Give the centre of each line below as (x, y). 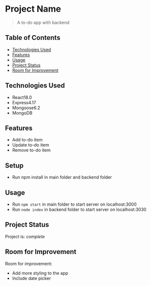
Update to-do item (31, 145)
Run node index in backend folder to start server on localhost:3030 (79, 210)
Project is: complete (25, 236)
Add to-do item (27, 140)
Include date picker (31, 278)
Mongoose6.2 (26, 108)
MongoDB (22, 113)
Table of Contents (33, 38)
